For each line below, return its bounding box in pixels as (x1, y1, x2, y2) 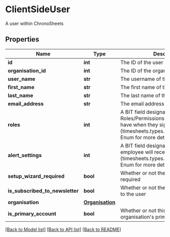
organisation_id (8, 67, 47, 74)
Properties (5, 35, 39, 44)
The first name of (120, 83, 161, 91)
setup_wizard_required (8, 172, 65, 180)
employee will (120, 149, 153, 156)
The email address (120, 100, 164, 107)
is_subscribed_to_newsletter (8, 187, 79, 194)
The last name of (120, 92, 160, 99)
